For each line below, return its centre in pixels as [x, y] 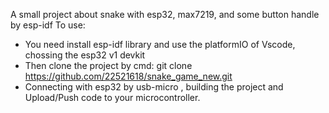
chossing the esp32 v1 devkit [85, 55]
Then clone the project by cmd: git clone [108, 65]
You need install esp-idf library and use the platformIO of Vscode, [160, 44]
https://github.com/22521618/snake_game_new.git [128, 76]
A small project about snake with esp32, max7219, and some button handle [165, 14]
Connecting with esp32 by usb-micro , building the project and [154, 87]
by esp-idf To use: [48, 25]
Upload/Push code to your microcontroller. [112, 97]
